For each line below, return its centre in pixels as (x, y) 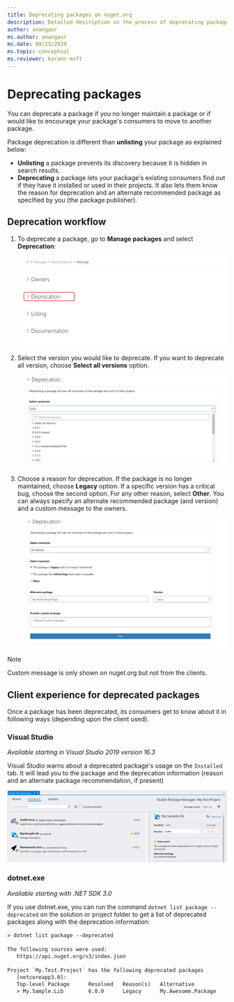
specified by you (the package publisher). (77, 200)
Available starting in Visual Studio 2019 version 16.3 (81, 752)
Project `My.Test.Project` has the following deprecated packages (106, 970)
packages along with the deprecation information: (79, 922)
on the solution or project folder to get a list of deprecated (123, 914)
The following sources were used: (57, 949)
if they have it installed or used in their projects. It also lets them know (117, 185)
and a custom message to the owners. (72, 508)
